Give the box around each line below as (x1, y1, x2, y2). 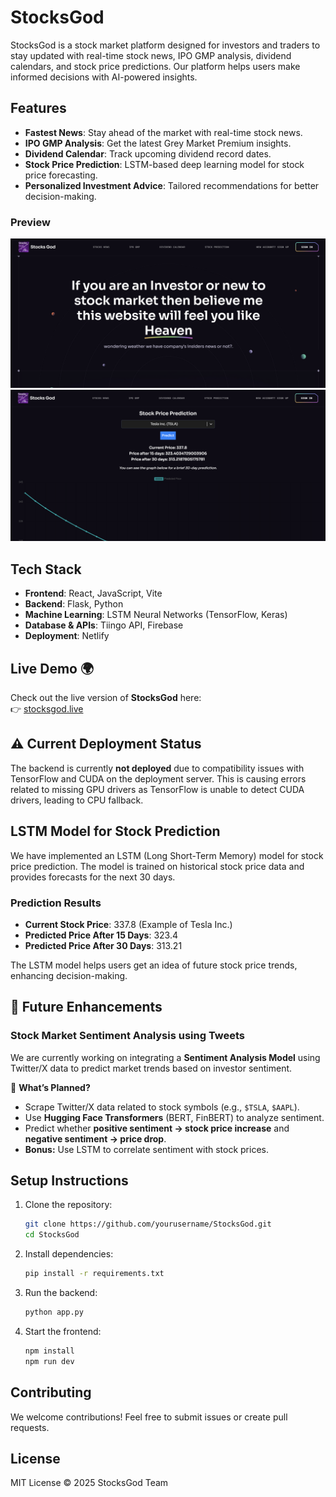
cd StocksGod (24, 1230, 80, 1240)
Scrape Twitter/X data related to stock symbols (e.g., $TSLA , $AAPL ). (24, 1101, 300, 1113)
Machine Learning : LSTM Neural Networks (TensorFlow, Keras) (24, 609, 288, 621)
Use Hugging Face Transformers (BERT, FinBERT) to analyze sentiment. (24, 1111, 325, 1123)
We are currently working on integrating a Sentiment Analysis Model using (10, 1051, 321, 1063)
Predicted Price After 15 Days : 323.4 (24, 929, 179, 941)
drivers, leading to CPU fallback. (10, 794, 144, 806)
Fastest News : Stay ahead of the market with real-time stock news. (24, 126, 303, 138)
